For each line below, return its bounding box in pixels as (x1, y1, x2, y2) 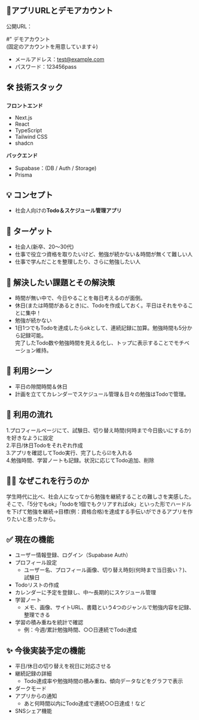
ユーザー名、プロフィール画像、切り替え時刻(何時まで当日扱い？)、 (23, 566, 190, 573)
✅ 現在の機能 (6, 534, 54, 545)
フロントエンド (6, 102, 43, 109)
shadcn (14, 139, 34, 147)
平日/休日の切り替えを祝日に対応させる (14, 663, 112, 670)
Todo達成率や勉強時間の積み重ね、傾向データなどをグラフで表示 (23, 678, 183, 685)
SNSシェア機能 (14, 707, 53, 715)
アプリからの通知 (14, 692, 57, 700)
